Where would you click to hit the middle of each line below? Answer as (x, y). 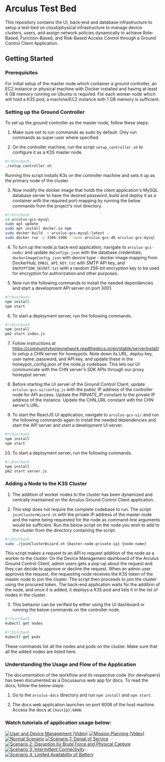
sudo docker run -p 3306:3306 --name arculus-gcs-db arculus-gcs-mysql (80, 238)
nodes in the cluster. (26, 595)
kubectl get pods (23, 637)
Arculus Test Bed (41, 9)
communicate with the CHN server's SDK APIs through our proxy (78, 370)
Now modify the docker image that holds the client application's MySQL (85, 190)
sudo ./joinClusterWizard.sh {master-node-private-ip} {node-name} (76, 544)
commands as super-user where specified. (56, 137)
